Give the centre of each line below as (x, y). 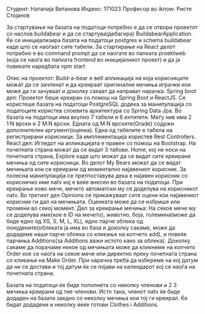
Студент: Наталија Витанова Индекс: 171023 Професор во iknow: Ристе (99, 9)
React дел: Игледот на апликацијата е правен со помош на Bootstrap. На (101, 143)
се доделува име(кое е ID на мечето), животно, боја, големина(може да (101, 215)
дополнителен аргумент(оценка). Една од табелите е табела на (89, 130)
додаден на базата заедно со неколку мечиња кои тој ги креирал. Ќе (97, 298)
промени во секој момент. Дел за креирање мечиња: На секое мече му (101, 208)
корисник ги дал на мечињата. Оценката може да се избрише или (93, 202)
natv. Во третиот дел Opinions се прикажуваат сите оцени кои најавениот (102, 195)
